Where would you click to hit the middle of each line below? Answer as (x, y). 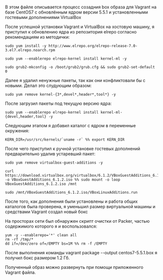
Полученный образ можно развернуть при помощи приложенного (74, 267)
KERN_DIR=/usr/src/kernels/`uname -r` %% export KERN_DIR (65, 140)
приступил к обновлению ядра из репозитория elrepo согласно (71, 32)
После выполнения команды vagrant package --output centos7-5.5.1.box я (81, 253)
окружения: (17, 131)
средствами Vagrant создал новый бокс (47, 212)
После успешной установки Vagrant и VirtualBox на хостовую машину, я (80, 27)
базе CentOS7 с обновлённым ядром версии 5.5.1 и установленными (76, 12)
